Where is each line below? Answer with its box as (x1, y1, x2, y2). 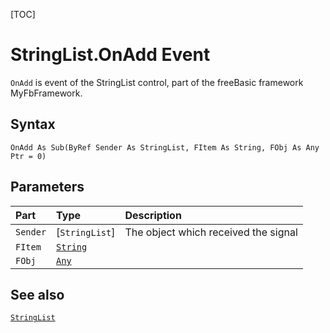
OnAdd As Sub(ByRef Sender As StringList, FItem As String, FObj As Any (10, 142, 320, 153)
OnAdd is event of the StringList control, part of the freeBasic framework (10, 76, 304, 88)
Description (124, 208, 182, 222)
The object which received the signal (124, 225, 298, 239)
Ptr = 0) (10, 151, 47, 161)
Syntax (10, 116, 56, 133)
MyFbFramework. (10, 87, 83, 99)
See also (10, 286, 65, 303)
